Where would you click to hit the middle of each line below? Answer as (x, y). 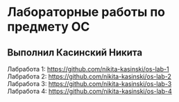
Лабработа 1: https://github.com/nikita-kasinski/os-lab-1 (88, 69)
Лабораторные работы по (86, 12)
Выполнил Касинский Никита (75, 52)
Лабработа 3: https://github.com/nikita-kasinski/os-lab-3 (89, 84)
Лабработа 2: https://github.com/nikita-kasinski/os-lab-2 (89, 76)
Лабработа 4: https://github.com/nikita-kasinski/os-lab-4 (89, 91)
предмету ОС (49, 27)
